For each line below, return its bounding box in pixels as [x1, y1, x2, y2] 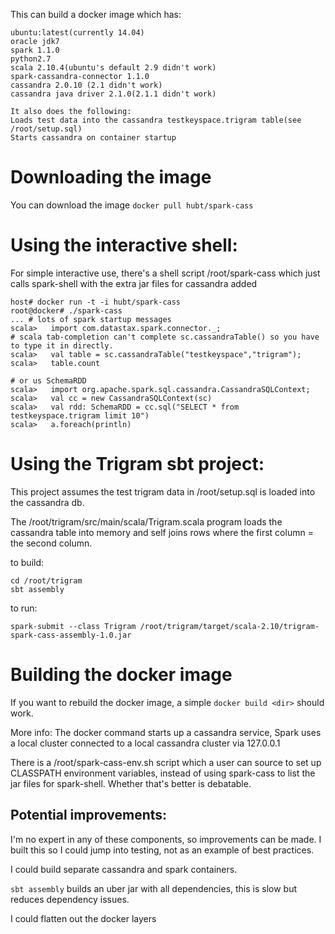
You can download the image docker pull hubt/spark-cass [10, 199, 254, 211]
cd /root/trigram [10, 575, 83, 586]
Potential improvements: [10, 807, 168, 824]
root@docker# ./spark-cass [10, 305, 123, 316]
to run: [10, 602, 38, 614]
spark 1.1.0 [10, 45, 60, 55]
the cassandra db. [10, 496, 85, 508]
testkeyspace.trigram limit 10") [10, 410, 150, 421]
